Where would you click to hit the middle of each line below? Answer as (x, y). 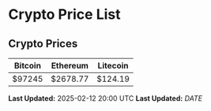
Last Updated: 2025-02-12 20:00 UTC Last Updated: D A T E (105, 98)
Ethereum (70, 66)
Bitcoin (28, 66)
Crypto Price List (64, 15)
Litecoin (113, 66)
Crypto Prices (43, 44)
